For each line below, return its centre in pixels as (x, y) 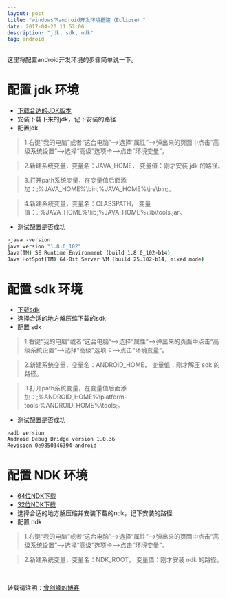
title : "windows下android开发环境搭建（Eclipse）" (76, 20)
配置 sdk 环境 (45, 289)
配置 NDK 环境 (47, 476)
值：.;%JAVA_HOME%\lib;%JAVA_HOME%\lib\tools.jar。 (105, 212)
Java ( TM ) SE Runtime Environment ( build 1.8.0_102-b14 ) (89, 252)
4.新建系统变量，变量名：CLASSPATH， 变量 (87, 203)
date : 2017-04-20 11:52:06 (46, 26)
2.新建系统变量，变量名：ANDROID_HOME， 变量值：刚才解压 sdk (118, 365)
